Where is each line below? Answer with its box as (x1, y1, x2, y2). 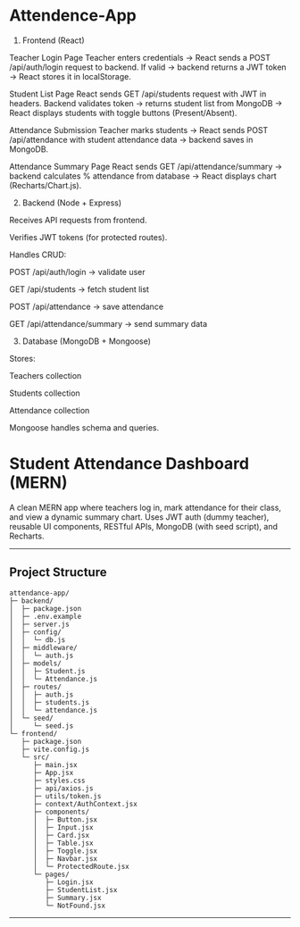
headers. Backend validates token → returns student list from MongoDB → (9, 97, 283, 108)
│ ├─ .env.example (9, 612, 82, 621)
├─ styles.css (32, 776, 87, 785)
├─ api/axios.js (32, 783, 94, 793)
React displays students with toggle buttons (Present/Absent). (9, 107, 237, 118)
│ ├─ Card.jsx (32, 831, 90, 839)
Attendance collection (9, 405, 90, 415)
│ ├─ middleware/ (9, 643, 78, 652)
